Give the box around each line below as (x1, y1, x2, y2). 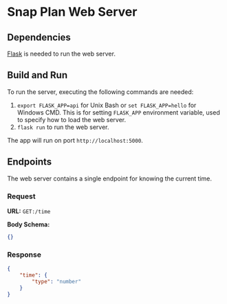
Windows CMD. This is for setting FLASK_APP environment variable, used (17, 108, 220, 117)
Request (7, 191, 36, 201)
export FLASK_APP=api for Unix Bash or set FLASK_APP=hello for (17, 101, 197, 109)
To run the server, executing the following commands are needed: (7, 87, 194, 96)
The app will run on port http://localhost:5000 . (7, 136, 143, 144)
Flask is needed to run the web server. (7, 49, 116, 58)
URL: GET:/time (7, 207, 51, 215)
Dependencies (7, 32, 71, 43)
